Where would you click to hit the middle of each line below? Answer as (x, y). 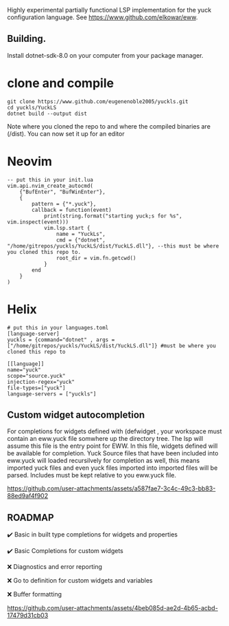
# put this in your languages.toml (58, 327)
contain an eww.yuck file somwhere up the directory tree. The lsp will (105, 439)
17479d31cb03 (28, 616)
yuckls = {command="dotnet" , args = (61, 340)
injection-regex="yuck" (41, 382)
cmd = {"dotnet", (81, 240)
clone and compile (61, 83)
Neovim (30, 161)
